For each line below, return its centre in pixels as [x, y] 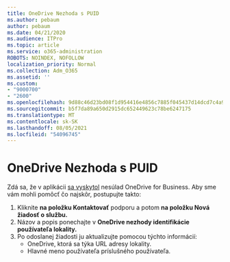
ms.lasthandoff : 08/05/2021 [47, 128]
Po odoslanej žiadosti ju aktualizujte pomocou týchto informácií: [107, 237]
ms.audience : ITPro [35, 39]
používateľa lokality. [47, 229]
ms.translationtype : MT [41, 115]
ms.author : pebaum [33, 20]
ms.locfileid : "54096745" [44, 134]
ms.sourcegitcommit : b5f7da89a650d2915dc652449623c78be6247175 [99, 109]
